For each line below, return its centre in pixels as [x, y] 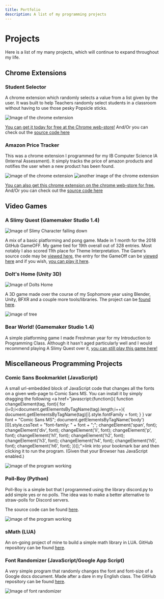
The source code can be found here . [42, 509]
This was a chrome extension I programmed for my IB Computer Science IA [82, 156]
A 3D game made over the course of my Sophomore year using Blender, [78, 294]
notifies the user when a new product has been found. [60, 166]
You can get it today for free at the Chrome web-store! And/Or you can [77, 127]
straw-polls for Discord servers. [37, 500]
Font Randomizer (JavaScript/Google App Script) [65, 560]
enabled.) [15, 456]
